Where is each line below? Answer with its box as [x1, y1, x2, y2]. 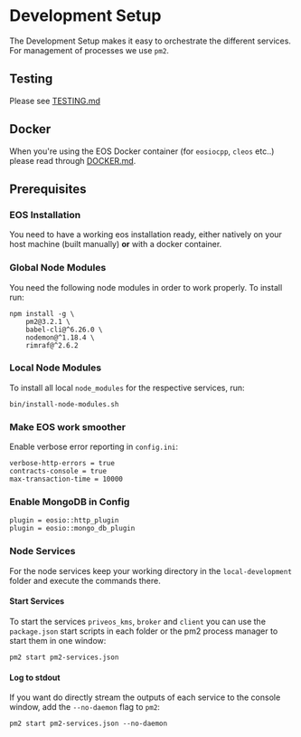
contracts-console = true [9, 467, 107, 476]
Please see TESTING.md [9, 95, 101, 106]
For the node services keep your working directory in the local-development [9, 565, 292, 576]
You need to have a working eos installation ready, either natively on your [9, 229, 283, 240]
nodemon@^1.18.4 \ [25, 332, 95, 342]
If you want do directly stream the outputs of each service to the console [9, 692, 281, 703]
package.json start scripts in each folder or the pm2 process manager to [9, 626, 278, 636]
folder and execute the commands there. [9, 575, 161, 586]
